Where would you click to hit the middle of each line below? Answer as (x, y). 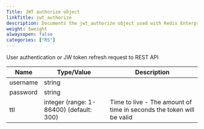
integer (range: (65, 102)
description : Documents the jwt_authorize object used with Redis (92, 23)
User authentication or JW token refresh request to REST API (83, 57)
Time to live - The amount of (151, 102)
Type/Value (74, 72)
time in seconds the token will (152, 110)
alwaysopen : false (29, 35)
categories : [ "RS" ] (31, 40)
